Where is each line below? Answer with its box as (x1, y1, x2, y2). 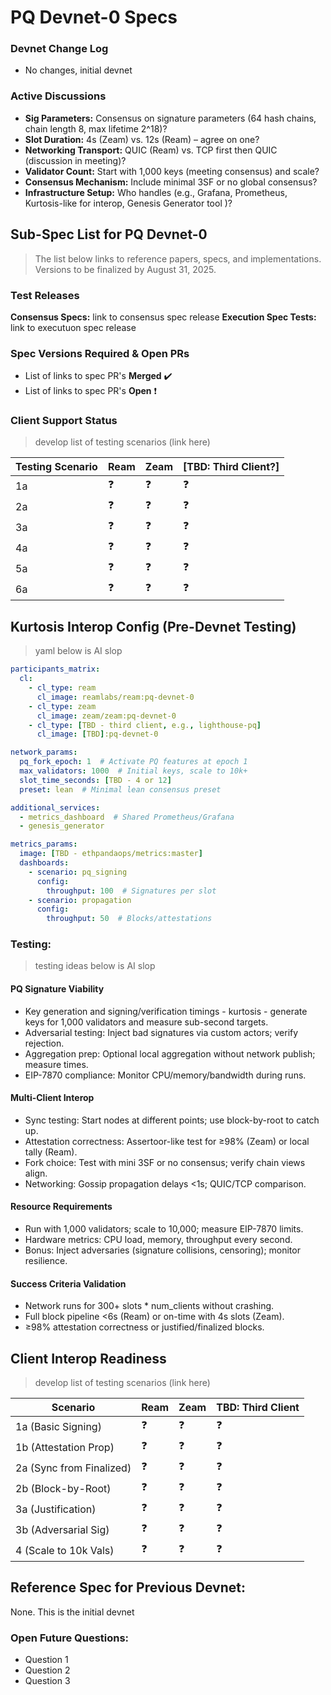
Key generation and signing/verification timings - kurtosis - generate (24, 1005, 308, 1017)
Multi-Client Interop (10, 1092, 95, 1104)
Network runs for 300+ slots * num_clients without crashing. (24, 1300, 275, 1312)
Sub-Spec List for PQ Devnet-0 (10, 226, 208, 243)
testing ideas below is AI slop (34, 960, 156, 972)
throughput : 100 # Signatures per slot (46, 886, 217, 896)
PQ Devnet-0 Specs (10, 6, 178, 29)
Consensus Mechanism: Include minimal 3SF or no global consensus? (24, 176, 318, 188)
